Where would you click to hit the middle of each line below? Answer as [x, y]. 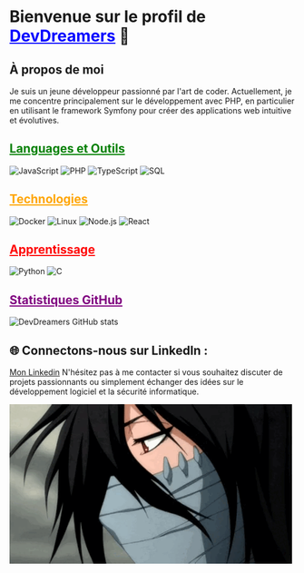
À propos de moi [57, 69]
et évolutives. [34, 120]
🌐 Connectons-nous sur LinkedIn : [109, 350]
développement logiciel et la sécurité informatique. [104, 391]
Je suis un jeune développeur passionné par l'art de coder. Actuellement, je [151, 91]
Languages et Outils [67, 148]
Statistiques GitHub [66, 300]
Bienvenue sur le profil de [108, 17]
